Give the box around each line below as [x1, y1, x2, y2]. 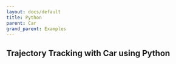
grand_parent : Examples [6, 25, 67, 32]
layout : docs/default [6, 8, 61, 15]
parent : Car [6, 20, 36, 26]
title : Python [6, 14, 42, 21]
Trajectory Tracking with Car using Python [6, 48, 171, 58]
